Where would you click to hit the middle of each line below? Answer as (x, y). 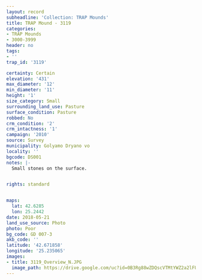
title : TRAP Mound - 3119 (38, 23)
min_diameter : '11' (31, 90)
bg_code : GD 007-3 (29, 234)
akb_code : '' (23, 240)
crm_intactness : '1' (32, 129)
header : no (20, 46)
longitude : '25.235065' (36, 251)
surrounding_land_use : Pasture (45, 107)
